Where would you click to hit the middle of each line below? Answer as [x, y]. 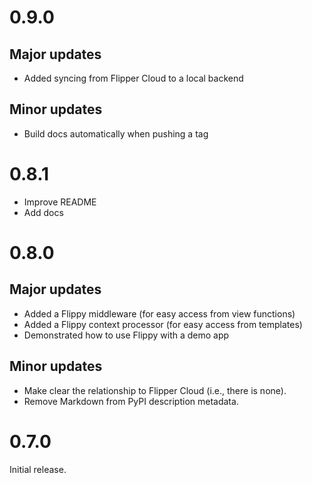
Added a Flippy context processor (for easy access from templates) [163, 324]
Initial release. [38, 469]
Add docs [43, 212]
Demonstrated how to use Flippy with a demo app [126, 335]
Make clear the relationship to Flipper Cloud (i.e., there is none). [155, 390]
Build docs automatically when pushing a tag [116, 133]
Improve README [60, 202]
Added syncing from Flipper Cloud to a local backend [133, 78]
